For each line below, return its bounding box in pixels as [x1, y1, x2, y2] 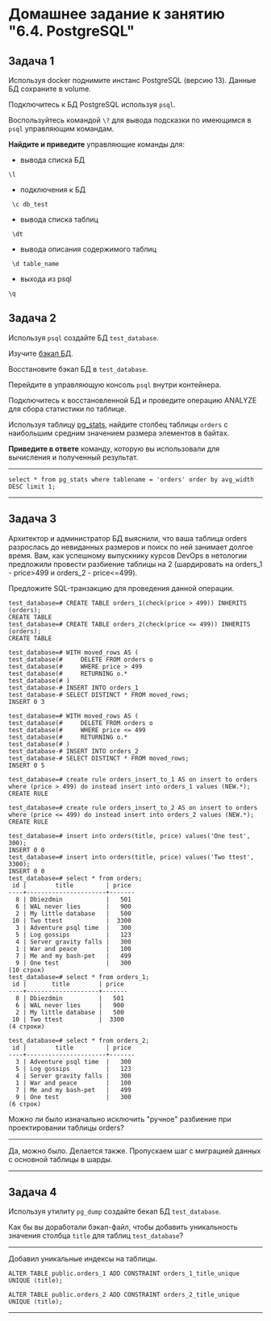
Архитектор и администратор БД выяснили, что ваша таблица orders [8, 533, 248, 543]
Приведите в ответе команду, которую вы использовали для [8, 444, 220, 453]
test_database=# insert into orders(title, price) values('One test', [8, 831, 251, 840]
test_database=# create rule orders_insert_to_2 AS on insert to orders [8, 803, 258, 811]
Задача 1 [8, 54, 55, 68]
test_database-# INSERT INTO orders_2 [8, 747, 139, 755]
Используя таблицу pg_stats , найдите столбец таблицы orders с [8, 419, 228, 429]
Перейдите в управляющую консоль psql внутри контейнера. [8, 380, 222, 390]
